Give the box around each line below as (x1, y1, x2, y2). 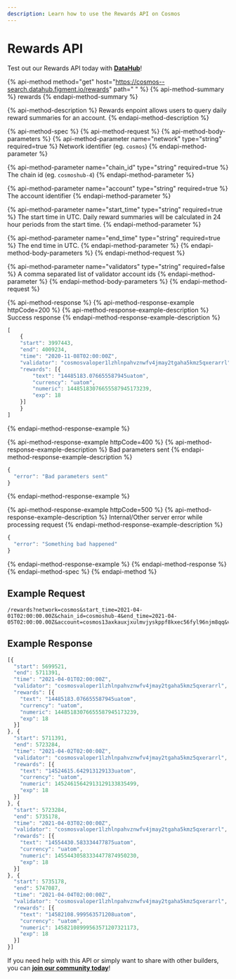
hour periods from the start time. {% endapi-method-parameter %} (7, 220, 202, 228)
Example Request (7, 588, 86, 600)
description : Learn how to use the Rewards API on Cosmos (7, 10, 181, 18)
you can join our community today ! (7, 964, 111, 973)
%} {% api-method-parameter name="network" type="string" (41, 134, 222, 143)
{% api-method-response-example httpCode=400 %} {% (7, 438, 174, 446)
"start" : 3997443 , (20, 340, 74, 347)
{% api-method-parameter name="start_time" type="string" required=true (7, 205, 223, 213)
